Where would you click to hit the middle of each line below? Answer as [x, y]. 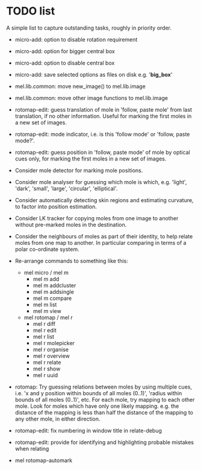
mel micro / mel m [46, 272]
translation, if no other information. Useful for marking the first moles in [103, 116]
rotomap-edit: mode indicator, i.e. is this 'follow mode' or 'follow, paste [102, 134]
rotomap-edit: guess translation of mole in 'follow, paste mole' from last [104, 109]
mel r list [44, 337]
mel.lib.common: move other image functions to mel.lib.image [91, 98]
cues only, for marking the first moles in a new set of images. [91, 159]
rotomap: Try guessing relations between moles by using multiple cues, [104, 387]
